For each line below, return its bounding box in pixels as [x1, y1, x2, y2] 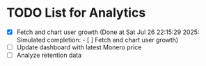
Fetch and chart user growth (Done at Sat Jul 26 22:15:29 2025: [16, 28, 200, 36]
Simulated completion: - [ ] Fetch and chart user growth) [16, 36, 179, 44]
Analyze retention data [16, 51, 82, 60]
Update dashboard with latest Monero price [16, 43, 142, 51]
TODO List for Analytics [6, 5, 146, 21]
